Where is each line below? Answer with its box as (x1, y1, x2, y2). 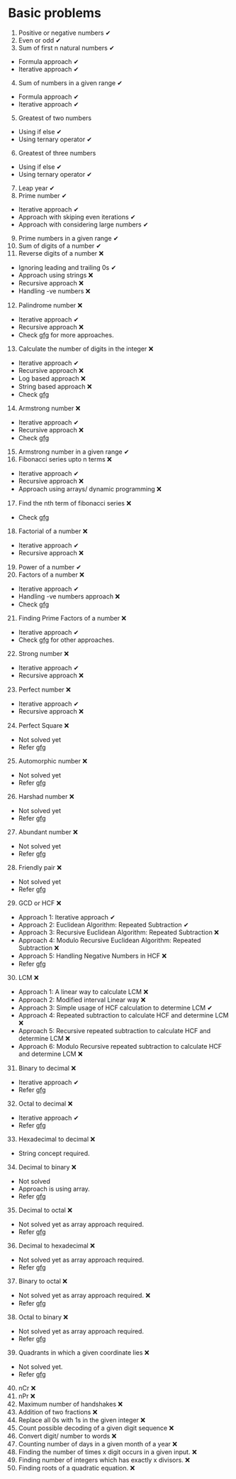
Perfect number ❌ (18, 685, 72, 694)
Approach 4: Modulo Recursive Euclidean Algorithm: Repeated (18, 936, 201, 944)
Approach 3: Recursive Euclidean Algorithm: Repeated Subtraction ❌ (18, 928, 219, 937)
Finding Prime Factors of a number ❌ (18, 613, 127, 622)
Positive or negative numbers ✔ (18, 28, 111, 37)
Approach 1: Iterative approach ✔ (18, 912, 116, 921)
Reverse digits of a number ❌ (18, 249, 104, 257)
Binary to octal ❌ (18, 1277, 68, 1285)
